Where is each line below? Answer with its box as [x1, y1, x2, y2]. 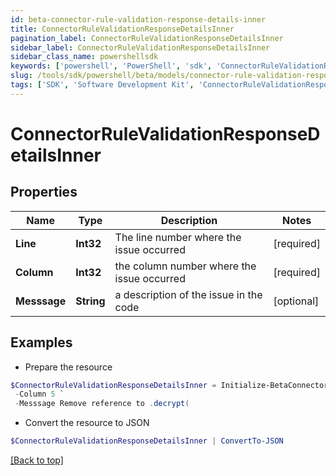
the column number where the [114, 259, 257, 273]
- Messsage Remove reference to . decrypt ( [14, 399, 190, 409]
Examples [10, 334, 73, 351]
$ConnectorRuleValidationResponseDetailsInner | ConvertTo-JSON [10, 436, 284, 446]
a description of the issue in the [114, 287, 263, 301]
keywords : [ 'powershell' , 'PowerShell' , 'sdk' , [10, 61, 213, 71]
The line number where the [114, 230, 242, 244]
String [75, 294, 106, 308]
